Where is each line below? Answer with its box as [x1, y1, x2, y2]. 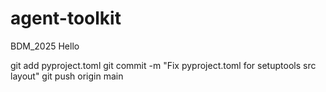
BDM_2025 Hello [10, 40, 80, 52]
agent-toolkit [10, 7, 122, 30]
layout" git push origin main [10, 70, 124, 82]
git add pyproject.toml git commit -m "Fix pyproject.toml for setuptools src [10, 59, 317, 71]
